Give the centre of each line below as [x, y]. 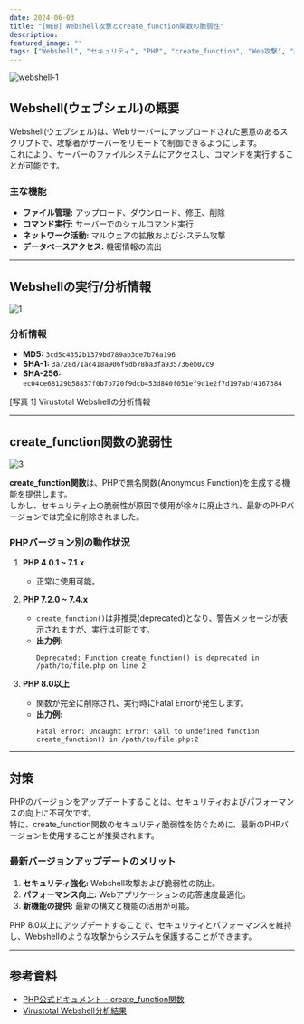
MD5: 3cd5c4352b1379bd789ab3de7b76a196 [99, 354]
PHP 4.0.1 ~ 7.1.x [53, 563]
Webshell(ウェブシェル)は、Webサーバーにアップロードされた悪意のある [145, 131]
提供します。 [48, 494]
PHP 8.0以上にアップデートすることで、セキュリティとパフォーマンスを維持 [151, 924]
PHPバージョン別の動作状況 [70, 543]
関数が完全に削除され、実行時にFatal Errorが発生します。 [142, 703]
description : [34, 34]
